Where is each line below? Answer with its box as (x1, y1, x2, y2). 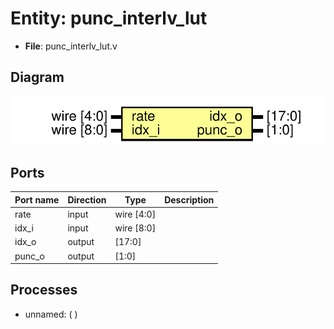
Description (164, 193, 215, 206)
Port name (14, 193, 60, 206)
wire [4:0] (114, 208, 157, 220)
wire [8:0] (114, 222, 157, 234)
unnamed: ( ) (24, 308, 78, 320)
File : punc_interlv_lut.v (24, 40, 118, 52)
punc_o (14, 250, 45, 262)
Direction (67, 193, 107, 206)
